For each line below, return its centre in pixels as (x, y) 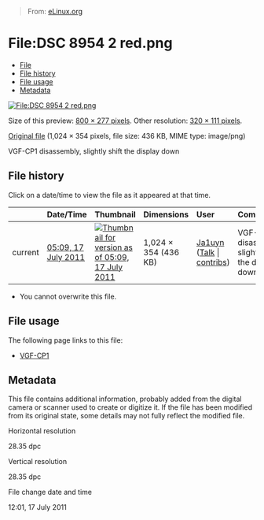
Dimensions (166, 214)
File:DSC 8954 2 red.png (90, 43)
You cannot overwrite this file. (68, 296)
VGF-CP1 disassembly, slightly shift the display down (94, 151)
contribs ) (213, 262)
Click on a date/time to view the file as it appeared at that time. (109, 195)
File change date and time (50, 492)
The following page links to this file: (66, 340)
